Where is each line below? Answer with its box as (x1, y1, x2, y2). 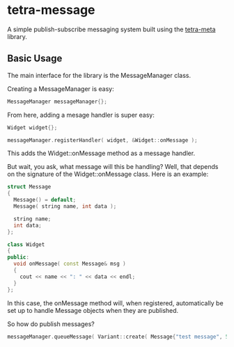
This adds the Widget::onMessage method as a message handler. (7, 149, 196, 158)
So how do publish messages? (7, 319, 95, 328)
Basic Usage (7, 53, 63, 65)
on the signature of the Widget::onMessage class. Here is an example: (7, 170, 209, 179)
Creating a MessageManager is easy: (7, 84, 114, 92)
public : (7, 254, 30, 261)
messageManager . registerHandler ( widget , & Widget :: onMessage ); (7, 136, 198, 144)
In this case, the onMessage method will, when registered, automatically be (7, 298, 224, 307)
